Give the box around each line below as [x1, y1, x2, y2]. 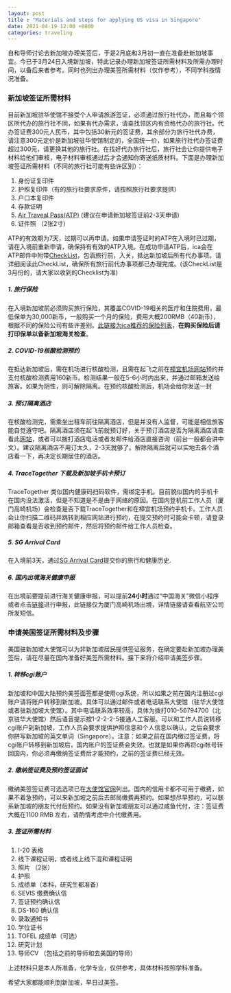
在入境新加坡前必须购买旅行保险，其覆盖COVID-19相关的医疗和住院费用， [8, 303, 216, 312]
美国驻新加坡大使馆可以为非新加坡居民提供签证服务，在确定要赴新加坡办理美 [8, 644, 224, 653]
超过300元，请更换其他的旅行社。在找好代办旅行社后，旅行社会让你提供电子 [8, 145, 223, 153]
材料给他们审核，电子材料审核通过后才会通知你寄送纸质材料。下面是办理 [8, 153, 212, 161]
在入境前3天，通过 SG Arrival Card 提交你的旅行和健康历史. [8, 557, 171, 565]
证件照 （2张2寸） [17, 219, 69, 227]
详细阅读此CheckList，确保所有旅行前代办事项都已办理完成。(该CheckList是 [8, 259, 223, 268]
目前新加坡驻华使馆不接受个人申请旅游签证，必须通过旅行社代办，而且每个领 [8, 110, 224, 119]
